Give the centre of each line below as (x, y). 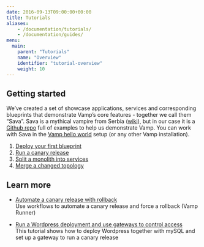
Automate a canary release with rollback (66, 200)
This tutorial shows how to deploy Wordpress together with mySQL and (105, 231)
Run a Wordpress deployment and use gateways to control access (99, 224)
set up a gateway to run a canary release (67, 237)
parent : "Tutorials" (43, 52)
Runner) (25, 212)
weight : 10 (31, 69)
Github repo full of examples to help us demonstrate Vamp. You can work (99, 128)
